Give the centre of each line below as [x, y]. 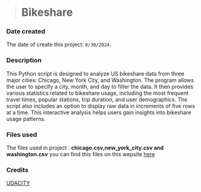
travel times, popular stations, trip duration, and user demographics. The [97, 99]
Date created [26, 32]
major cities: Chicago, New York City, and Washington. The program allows [100, 80]
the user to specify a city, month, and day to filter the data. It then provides [100, 86]
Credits [17, 170]
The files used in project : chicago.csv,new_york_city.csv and [85, 148]
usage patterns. [26, 118]
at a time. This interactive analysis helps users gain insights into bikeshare [99, 112]
